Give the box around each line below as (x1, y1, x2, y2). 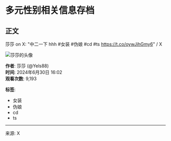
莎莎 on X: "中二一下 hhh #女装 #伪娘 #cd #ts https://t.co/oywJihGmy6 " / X (5, 41, 162, 47)
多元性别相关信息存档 (5, 5, 95, 16)
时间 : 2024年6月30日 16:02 (5, 69, 63, 75)
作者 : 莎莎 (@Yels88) (5, 63, 49, 69)
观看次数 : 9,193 (5, 76, 37, 82)
